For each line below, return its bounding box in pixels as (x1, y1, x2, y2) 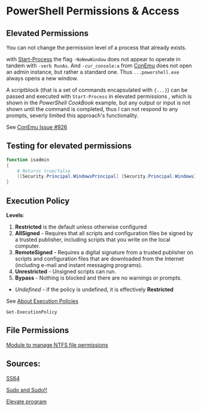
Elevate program (6, 398, 47, 405)
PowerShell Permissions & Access (6, 4, 179, 18)
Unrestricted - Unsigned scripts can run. (14, 268, 117, 275)
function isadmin (6, 157, 50, 163)
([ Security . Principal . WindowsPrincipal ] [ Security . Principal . (17, 173, 175, 179)
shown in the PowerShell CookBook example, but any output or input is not (6, 99, 190, 106)
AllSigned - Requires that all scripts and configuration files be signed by (14, 230, 193, 236)
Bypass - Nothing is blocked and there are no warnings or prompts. (14, 274, 182, 281)
